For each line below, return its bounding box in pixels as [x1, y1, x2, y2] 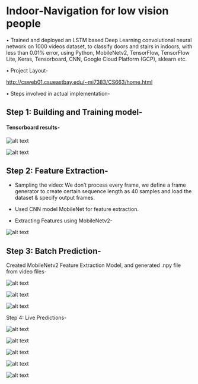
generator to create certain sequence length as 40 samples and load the [14, 188, 192, 195]
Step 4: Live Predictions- [6, 314, 67, 322]
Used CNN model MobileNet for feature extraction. [14, 206, 139, 213]
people [6, 17, 41, 30]
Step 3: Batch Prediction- [6, 245, 102, 256]
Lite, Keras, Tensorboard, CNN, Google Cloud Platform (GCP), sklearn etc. [6, 55, 187, 62]
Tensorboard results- [6, 124, 60, 131]
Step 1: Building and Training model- [6, 107, 143, 117]
